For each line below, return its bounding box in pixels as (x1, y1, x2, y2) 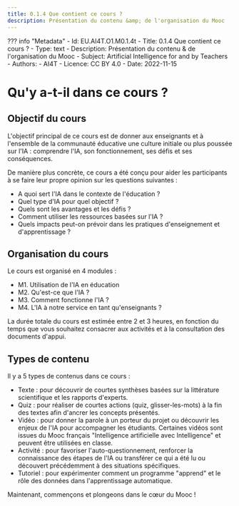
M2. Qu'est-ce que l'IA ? (17, 288, 90, 296)
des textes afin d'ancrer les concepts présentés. (17, 408, 161, 417)
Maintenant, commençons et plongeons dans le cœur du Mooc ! (7, 490, 196, 499)
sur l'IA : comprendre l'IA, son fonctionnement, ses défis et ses (7, 147, 193, 155)
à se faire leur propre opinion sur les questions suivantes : (7, 175, 178, 184)
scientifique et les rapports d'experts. (17, 393, 128, 402)
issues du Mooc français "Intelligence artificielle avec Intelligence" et (17, 431, 221, 440)
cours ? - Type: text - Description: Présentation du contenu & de (7, 44, 196, 53)
